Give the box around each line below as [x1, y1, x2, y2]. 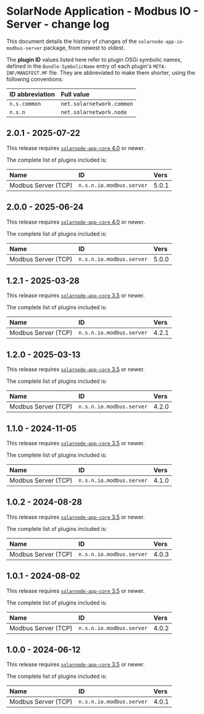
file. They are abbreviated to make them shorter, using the [48, 69, 195, 76]
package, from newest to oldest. [43, 44, 126, 51]
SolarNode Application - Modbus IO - [6, 4, 199, 18]
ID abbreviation [9, 90, 55, 99]
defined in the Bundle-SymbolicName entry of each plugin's [6, 62, 152, 70]
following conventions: [6, 75, 64, 83]
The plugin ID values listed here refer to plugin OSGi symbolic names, [6, 56, 183, 63]
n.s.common [9, 100, 41, 107]
